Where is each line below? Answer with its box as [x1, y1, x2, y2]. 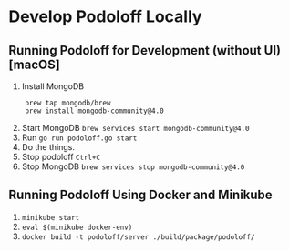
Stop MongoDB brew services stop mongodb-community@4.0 [21, 161, 245, 172]
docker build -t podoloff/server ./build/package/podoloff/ [21, 232, 255, 242]
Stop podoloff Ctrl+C [21, 152, 101, 162]
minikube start [21, 213, 80, 222]
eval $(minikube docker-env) [21, 223, 133, 232]
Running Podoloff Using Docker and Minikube [8, 187, 273, 203]
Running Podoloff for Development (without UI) [8, 43, 282, 58]
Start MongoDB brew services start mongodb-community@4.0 [21, 123, 250, 133]
